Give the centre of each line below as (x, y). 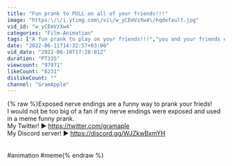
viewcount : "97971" (35, 65)
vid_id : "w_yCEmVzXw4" (40, 26)
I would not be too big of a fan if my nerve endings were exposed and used (114, 111)
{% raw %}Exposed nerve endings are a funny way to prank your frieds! (110, 104)
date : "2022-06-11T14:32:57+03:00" (58, 46)
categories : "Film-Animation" (51, 33)
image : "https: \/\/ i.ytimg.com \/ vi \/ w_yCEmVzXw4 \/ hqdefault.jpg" (103, 20)
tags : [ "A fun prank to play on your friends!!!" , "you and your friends (114, 39)
